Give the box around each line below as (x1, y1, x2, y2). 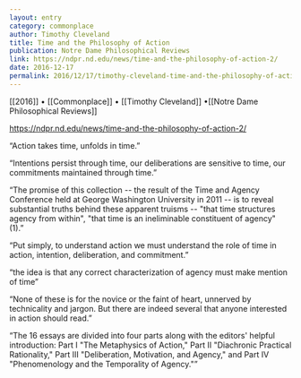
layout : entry (9, 13, 63, 22)
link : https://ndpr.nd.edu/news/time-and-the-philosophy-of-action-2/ (9, 55, 279, 64)
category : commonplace (9, 21, 94, 30)
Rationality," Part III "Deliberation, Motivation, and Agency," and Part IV (9, 348, 270, 359)
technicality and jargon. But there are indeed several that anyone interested (9, 303, 288, 314)
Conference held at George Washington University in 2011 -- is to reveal (9, 193, 274, 204)
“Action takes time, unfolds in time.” (9, 140, 141, 150)
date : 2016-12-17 (9, 64, 74, 73)
